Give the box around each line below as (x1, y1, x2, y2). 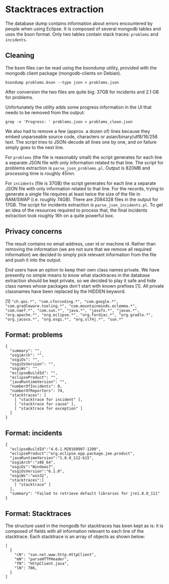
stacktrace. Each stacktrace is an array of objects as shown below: (5, 534, 146, 539)
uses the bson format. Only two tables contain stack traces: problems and (5, 31, 158, 37)
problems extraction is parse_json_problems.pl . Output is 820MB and (5, 165, 151, 171)
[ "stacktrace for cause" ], (14, 402, 76, 407)
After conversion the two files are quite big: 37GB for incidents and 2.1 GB (5, 89, 159, 95)
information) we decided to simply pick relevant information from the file (5, 251, 156, 257)
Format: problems (5, 330, 63, 339)
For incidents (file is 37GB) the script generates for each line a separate (5, 180, 156, 186)
